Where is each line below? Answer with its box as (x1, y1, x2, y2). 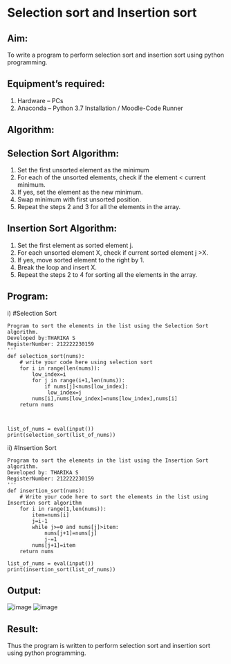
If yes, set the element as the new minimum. (17, 188, 143, 197)
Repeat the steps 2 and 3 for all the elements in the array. (17, 203, 181, 211)
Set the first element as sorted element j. (17, 241, 133, 249)
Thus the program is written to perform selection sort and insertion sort (7, 642, 211, 650)
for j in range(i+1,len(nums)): (32, 377, 126, 384)
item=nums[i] (32, 511, 70, 519)
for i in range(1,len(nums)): (19, 505, 107, 512)
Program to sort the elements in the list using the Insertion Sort (7, 457, 209, 464)
